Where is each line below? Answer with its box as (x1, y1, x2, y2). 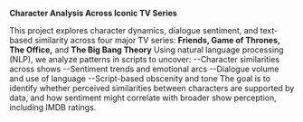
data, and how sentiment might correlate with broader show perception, (9, 92, 278, 103)
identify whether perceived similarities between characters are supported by (9, 83, 295, 93)
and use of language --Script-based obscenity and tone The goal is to (9, 73, 271, 84)
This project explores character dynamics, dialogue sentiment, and (9, 25, 259, 35)
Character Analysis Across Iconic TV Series (9, 8, 178, 18)
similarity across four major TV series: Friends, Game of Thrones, (34, 35, 280, 45)
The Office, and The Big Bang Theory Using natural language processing (9, 44, 284, 55)
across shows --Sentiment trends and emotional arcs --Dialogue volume (9, 63, 279, 74)
